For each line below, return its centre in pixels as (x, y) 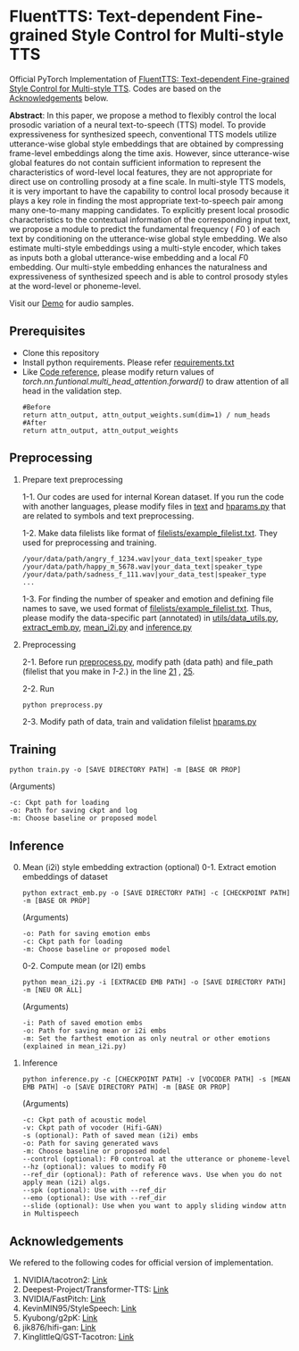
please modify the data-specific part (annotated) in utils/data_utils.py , (150, 617)
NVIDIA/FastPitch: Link (64, 1299)
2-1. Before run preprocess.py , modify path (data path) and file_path (148, 661)
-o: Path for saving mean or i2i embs (94, 1031)
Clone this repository (61, 352)
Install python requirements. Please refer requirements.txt (128, 362)
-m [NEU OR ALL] (52, 990)
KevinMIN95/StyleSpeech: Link (79, 1308)
